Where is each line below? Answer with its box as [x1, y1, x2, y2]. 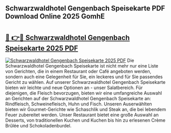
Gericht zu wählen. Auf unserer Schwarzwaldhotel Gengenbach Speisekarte [5, 79, 166, 85]
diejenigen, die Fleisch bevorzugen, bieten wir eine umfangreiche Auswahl [5, 90, 162, 96]
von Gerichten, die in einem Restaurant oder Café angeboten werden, [5, 69, 152, 74]
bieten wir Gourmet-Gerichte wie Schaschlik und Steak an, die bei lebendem [5, 106, 166, 112]
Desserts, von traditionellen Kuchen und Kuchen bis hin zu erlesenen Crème [5, 117, 166, 123]
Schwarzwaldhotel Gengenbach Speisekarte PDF [5, 4, 165, 13]
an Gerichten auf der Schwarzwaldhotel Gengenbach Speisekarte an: [5, 96, 152, 101]
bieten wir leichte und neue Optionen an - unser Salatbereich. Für [5, 84, 143, 91]
